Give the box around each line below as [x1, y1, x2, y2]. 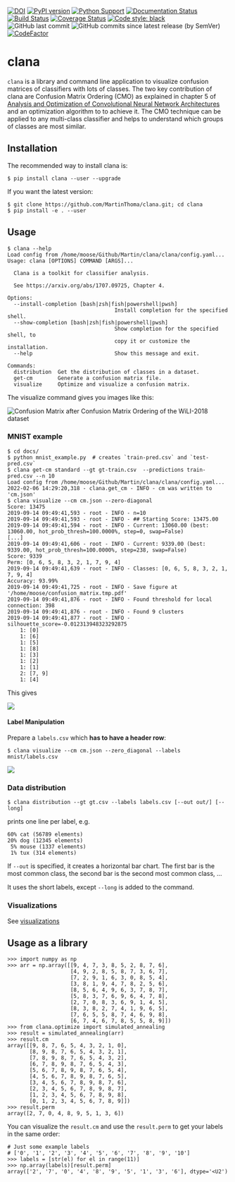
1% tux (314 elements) [10, 850, 77, 857]
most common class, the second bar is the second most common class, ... [7, 870, 223, 878]
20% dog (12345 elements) [7, 837, 83, 844]
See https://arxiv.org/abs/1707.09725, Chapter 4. [13, 282, 165, 289]
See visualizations [7, 917, 60, 925]
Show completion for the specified [114, 325, 219, 332]
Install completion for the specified [114, 307, 229, 314]
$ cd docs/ [7, 448, 39, 455]
